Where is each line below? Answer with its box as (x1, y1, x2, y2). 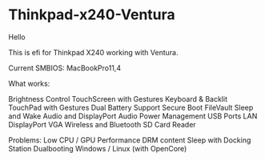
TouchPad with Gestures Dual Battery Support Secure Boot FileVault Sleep (8, 103, 254, 112)
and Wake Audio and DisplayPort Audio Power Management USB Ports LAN (8, 111, 258, 121)
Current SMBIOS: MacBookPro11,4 (8, 62, 122, 73)
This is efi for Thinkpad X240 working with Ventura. (8, 47, 179, 57)
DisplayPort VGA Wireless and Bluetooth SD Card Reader (8, 119, 196, 129)
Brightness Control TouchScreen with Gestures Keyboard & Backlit (8, 94, 228, 103)
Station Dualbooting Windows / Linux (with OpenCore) (8, 143, 187, 153)
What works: (8, 78, 50, 88)
